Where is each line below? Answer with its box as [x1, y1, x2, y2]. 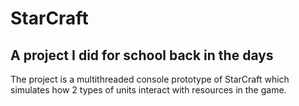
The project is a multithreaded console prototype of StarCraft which [10, 73, 290, 85]
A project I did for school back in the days [10, 47, 274, 64]
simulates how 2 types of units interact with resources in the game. [10, 84, 287, 96]
